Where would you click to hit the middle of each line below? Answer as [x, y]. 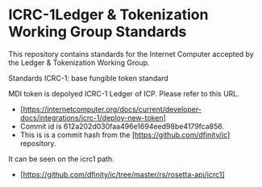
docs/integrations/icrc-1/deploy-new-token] [93, 117]
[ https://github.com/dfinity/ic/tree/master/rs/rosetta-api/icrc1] [122, 174]
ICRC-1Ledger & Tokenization [108, 15]
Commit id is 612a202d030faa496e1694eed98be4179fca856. [122, 126]
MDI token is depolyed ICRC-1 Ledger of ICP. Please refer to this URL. [124, 93]
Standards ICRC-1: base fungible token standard [89, 78]
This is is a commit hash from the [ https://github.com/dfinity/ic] [125, 135]
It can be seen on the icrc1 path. [61, 159]
